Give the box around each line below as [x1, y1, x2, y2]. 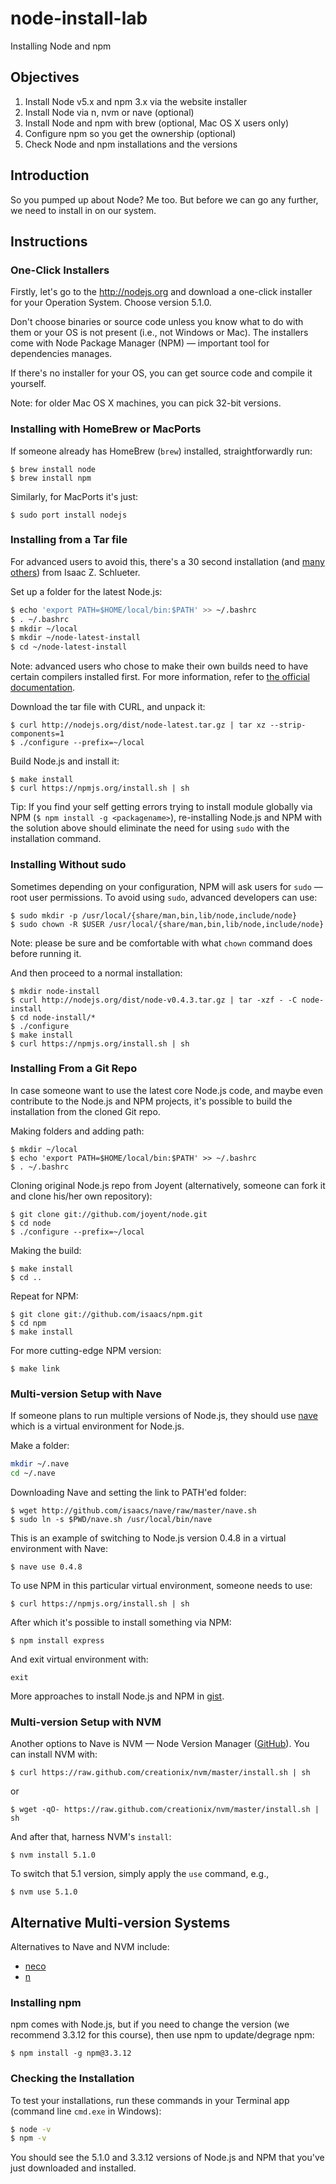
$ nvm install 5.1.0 [10, 1850, 97, 1861]
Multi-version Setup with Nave [10, 1387, 162, 1401]
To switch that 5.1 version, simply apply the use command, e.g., [10, 1868, 270, 1880]
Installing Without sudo [10, 858, 127, 872]
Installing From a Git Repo [10, 1062, 138, 1076]
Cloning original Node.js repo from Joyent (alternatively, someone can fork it [10, 1179, 326, 1191]
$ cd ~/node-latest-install [10, 642, 128, 652]
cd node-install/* [19, 1012, 97, 1022]
